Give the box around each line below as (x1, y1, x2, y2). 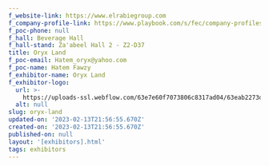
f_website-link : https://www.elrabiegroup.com (8, 11, 167, 20)
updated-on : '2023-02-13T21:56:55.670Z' (8, 116, 146, 124)
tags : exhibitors (8, 145, 66, 153)
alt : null (15, 101, 48, 109)
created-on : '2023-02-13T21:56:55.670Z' (8, 123, 146, 131)
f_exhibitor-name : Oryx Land (8, 71, 106, 79)
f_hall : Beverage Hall (8, 34, 84, 42)
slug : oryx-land (8, 109, 62, 117)
